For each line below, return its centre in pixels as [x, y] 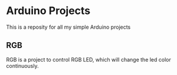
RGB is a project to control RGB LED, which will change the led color [88, 59]
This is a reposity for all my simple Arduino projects [68, 27]
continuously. [22, 66]
